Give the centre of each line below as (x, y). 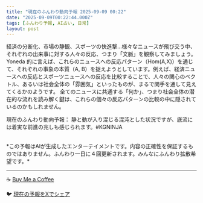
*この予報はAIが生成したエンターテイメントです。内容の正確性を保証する (97, 146)
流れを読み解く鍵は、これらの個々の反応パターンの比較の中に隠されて (109, 99)
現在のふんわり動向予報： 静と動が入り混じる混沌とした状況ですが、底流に (100, 120)
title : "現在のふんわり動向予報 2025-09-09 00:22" (66, 12)
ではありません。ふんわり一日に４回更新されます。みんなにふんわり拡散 (101, 154)
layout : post (23, 29)
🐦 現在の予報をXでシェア (38, 194)
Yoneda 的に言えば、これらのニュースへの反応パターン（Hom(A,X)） (92, 61)
